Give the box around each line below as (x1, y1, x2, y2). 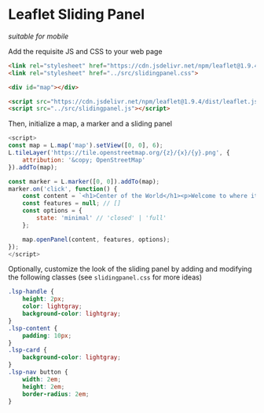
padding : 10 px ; (22, 331, 72, 339)
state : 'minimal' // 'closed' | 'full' (36, 214, 167, 222)
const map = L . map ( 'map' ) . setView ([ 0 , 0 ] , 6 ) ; (8, 141, 163, 150)
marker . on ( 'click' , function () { (8, 185, 118, 193)
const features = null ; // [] (22, 199, 122, 207)
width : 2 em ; (22, 375, 61, 383)
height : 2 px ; (22, 295, 65, 303)
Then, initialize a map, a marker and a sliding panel (8, 119, 173, 129)
